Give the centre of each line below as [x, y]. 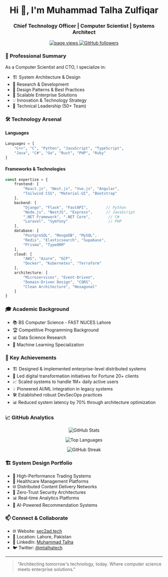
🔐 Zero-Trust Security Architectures [49, 492]
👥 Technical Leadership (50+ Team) [49, 106]
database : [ [26, 231]
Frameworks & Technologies [35, 169]
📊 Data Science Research [39, 337]
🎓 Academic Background [37, 309]
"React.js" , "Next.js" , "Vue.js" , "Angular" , [71, 189]
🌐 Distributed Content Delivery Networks [55, 486]
